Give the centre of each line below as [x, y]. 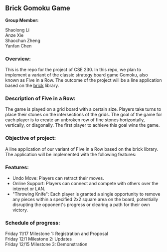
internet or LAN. [29, 189]
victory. [20, 210]
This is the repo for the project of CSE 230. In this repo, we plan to [73, 70]
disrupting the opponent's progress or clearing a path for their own [81, 205]
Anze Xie [14, 35]
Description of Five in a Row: [40, 98]
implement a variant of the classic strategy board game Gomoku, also [77, 75]
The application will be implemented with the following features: [71, 154]
